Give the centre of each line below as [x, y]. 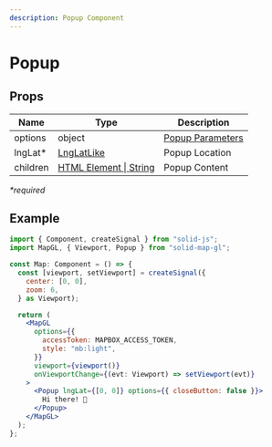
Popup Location [198, 152]
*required [27, 190]
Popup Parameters [204, 138]
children [31, 167]
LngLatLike [81, 152]
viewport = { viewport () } [77, 366]
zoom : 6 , [42, 290]
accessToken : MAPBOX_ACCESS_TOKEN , [110, 340]
